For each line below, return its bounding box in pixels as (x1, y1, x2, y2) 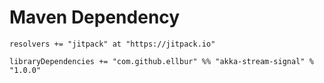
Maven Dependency (9, 6, 181, 29)
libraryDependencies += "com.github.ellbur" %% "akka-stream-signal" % (9, 56, 314, 66)
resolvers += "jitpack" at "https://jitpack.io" (9, 39, 216, 49)
